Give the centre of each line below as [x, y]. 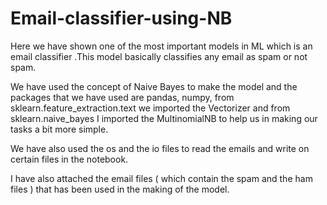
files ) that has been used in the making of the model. [120, 189]
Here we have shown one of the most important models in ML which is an [161, 46]
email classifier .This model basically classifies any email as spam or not [159, 56]
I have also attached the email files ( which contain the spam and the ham [161, 178]
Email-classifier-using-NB [121, 18]
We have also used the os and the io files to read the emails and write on [160, 148]
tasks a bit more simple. [59, 129]
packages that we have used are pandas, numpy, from [122, 97]
